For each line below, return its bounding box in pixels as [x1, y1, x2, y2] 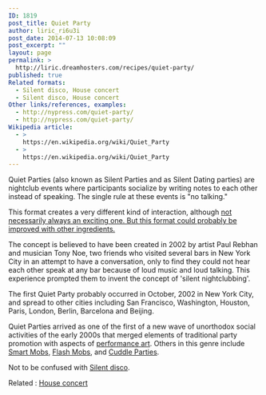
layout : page [8, 49, 52, 57]
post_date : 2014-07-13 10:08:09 [8, 34, 116, 42]
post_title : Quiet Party [8, 19, 91, 27]
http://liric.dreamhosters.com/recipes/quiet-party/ [15, 64, 195, 72]
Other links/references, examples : [8, 101, 127, 109]
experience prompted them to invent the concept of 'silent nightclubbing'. [8, 273, 251, 284]
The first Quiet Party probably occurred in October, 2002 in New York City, [8, 289, 254, 299]
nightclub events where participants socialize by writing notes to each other [8, 183, 258, 193]
